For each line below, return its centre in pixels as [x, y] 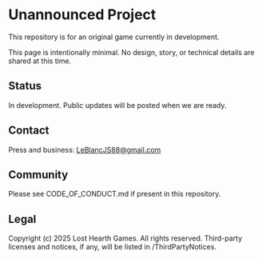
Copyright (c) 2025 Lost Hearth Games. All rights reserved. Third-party [125, 238]
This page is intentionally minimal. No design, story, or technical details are [131, 52]
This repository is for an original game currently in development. [114, 37]
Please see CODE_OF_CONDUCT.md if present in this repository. [115, 194]
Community [38, 175]
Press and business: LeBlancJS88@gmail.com [85, 149]
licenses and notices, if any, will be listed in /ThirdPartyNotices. [113, 247]
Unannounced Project [82, 15]
